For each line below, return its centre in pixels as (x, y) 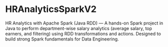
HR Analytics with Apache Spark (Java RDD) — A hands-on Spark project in (84, 23)
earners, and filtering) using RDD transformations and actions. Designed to (83, 33)
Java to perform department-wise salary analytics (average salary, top (79, 28)
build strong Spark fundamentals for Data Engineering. (62, 39)
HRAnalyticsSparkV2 (51, 9)
